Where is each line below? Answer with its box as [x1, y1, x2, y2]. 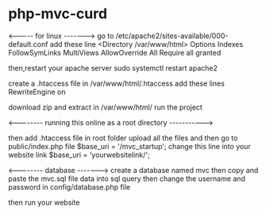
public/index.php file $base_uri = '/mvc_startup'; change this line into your [8, 141, 252, 151]
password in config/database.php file [8, 182, 131, 191]
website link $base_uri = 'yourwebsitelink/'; [8, 150, 151, 159]
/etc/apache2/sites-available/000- [115, 31, 229, 40]
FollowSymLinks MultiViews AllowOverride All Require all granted [8, 48, 222, 57]
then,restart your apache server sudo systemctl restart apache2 [8, 63, 218, 72]
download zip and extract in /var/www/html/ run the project [8, 102, 202, 112]
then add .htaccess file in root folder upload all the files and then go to [8, 132, 238, 143]
